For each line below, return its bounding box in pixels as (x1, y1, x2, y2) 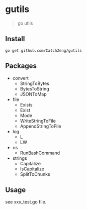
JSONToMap (20, 91, 47, 97)
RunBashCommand (20, 150, 60, 156)
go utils (17, 20, 33, 26)
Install (5, 35, 25, 43)
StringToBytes (20, 80, 49, 86)
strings (12, 155, 27, 161)
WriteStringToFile (20, 118, 56, 124)
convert (12, 75, 29, 81)
